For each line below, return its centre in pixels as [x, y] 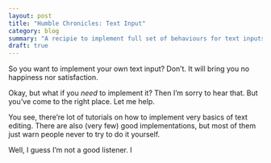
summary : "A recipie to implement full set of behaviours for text [124, 38]
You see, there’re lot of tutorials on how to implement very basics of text [128, 117]
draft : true [28, 46]
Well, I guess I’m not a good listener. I [70, 150]
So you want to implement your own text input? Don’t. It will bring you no [129, 69]
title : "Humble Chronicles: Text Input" [77, 23]
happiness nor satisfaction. [53, 77]
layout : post [30, 16]
